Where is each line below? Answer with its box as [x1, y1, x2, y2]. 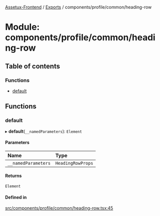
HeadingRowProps [55, 160, 94, 166]
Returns [5, 173, 22, 179]
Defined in [5, 194, 27, 200]
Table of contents [5, 62, 60, 71]
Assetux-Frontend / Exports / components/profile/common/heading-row [5, 4, 152, 10]
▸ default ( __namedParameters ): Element [5, 128, 82, 134]
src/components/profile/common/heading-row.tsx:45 [5, 205, 113, 211]
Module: [5, 22, 40, 33]
